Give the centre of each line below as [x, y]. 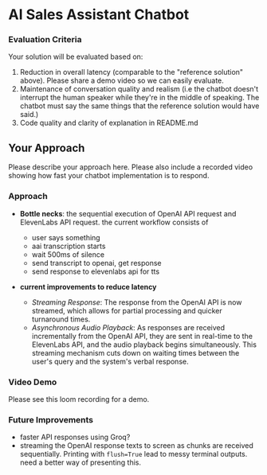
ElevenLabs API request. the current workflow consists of [114, 222]
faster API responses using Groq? [75, 437]
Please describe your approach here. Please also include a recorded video [131, 167]
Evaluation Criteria [45, 40]
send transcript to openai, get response [96, 263]
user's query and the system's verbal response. [110, 361]
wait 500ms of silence [68, 254]
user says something [66, 237]
